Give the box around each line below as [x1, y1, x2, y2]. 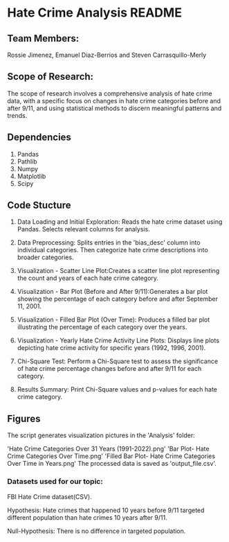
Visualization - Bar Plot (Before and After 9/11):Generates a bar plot [17, 288, 208, 296]
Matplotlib [17, 172, 46, 180]
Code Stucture [7, 200, 71, 211]
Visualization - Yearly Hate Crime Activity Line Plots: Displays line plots [17, 336, 220, 344]
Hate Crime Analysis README [7, 5, 182, 21]
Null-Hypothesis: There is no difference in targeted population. [7, 527, 186, 535]
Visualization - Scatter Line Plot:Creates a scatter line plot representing [17, 267, 220, 275]
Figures [7, 412, 41, 424]
